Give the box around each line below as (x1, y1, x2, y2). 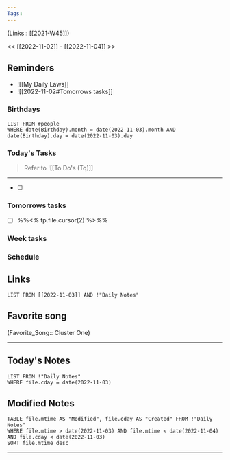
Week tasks (7, 234, 47, 244)
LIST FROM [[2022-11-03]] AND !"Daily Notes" (7, 292, 139, 299)
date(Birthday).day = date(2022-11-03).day (7, 132, 133, 139)
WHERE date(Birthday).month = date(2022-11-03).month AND (7, 126, 176, 133)
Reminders (7, 62, 55, 74)
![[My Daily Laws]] (16, 80, 70, 89)
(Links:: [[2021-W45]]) (7, 29, 70, 37)
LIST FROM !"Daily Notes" (7, 373, 81, 380)
